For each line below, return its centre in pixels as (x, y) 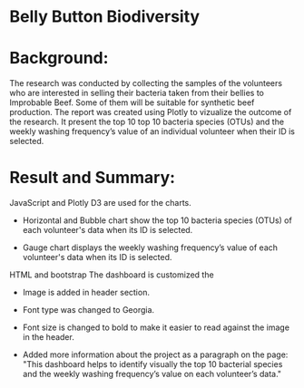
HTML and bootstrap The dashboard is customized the (112, 275)
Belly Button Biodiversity (105, 17)
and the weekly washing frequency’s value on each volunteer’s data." (152, 374)
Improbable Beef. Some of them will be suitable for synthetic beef (132, 102)
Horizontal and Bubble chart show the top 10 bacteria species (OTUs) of (157, 220)
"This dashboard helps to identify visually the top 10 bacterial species (152, 364)
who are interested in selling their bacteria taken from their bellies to (137, 93)
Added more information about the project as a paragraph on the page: (155, 354)
